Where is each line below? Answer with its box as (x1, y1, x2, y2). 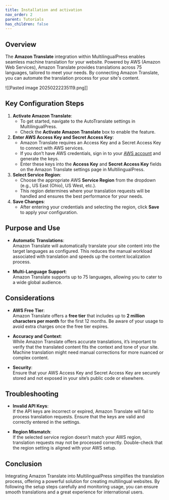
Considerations (5, 294, 55, 303)
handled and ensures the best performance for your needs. (20, 193, 144, 199)
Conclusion (5, 460, 42, 468)
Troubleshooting (5, 390, 59, 398)
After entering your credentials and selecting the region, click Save (20, 204, 159, 210)
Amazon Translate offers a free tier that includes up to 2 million (12, 312, 145, 318)
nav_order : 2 (5, 12, 33, 17)
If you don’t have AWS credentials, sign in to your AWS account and (20, 150, 161, 156)
